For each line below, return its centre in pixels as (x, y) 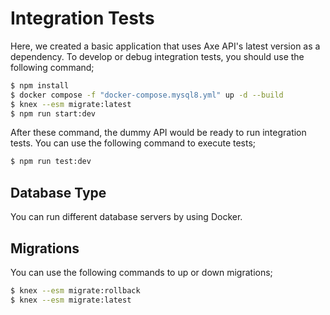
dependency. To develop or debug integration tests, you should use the (157, 56)
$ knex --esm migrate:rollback (75, 290)
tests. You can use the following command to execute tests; (133, 143)
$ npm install (40, 85)
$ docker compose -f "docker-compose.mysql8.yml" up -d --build (147, 95)
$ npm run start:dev (53, 113)
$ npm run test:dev (51, 162)
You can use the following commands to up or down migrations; (141, 272)
